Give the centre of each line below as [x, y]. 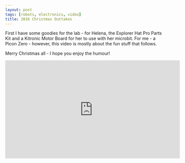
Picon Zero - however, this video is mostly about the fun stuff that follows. [81, 44]
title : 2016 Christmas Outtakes [39, 19]
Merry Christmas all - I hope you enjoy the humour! [58, 53]
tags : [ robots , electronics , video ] [43, 14]
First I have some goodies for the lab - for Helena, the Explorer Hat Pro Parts [84, 33]
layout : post [19, 10]
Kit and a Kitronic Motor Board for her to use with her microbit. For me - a [81, 38]
